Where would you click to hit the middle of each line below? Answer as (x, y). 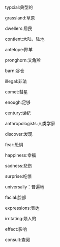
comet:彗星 (16, 92)
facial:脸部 (15, 197)
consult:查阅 (18, 240)
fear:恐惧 (14, 145)
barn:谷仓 (15, 71)
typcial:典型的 (19, 7)
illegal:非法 (16, 81)
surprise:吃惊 (18, 176)
